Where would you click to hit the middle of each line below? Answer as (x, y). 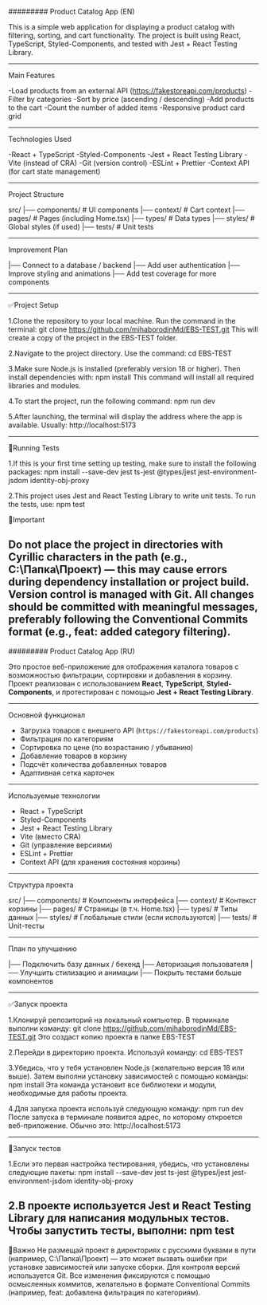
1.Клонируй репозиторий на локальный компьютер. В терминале (119, 1020)
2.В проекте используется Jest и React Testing (130, 1206)
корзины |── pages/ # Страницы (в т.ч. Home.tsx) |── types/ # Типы (123, 909)
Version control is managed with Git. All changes (131, 594)
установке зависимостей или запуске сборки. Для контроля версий (124, 1267)
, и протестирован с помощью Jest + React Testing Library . (153, 692)
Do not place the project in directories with (116, 545)
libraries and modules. (44, 385)
